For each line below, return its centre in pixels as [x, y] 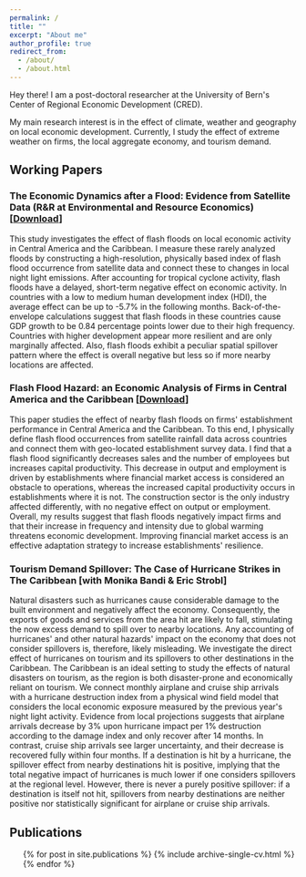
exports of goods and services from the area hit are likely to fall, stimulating [151, 620]
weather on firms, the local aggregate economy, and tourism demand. [140, 141]
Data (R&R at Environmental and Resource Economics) [132, 208]
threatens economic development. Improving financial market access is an [149, 535]
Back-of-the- [256, 306]
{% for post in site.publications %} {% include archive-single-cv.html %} [158, 854]
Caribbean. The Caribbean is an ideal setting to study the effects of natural [150, 668]
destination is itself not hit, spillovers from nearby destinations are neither [147, 794]
